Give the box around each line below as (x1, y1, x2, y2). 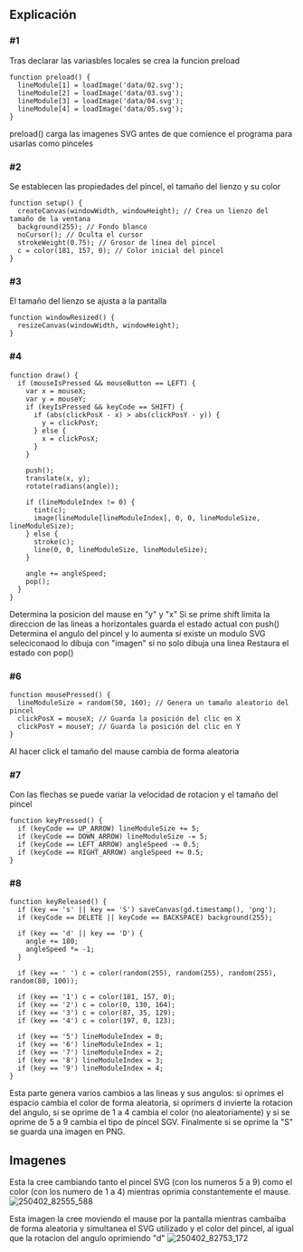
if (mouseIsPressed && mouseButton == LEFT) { (17, 378, 196, 388)
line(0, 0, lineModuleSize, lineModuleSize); (33, 545, 208, 554)
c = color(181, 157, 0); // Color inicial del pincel (17, 246, 224, 255)
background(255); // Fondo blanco (17, 222, 147, 231)
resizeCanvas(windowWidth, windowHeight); (17, 321, 180, 330)
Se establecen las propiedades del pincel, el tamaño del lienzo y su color (9, 180, 281, 191)
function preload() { (9, 73, 91, 82)
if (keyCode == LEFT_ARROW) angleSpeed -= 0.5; (17, 840, 201, 849)
